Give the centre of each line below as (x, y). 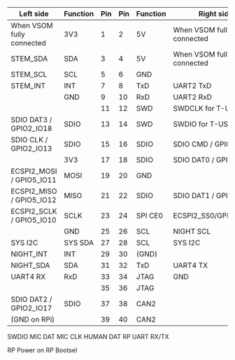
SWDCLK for (194, 108)
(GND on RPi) (33, 319)
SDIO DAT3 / (31, 120)
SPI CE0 (149, 216)
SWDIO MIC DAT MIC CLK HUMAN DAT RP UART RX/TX (88, 337)
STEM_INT (28, 85)
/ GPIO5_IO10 (34, 220)
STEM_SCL (29, 74)
